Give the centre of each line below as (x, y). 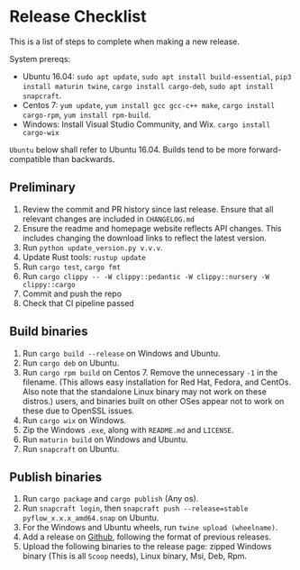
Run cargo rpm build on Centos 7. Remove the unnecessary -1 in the (150, 372)
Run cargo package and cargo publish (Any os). (110, 499)
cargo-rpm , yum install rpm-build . (86, 114)
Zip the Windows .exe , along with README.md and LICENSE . (128, 430)
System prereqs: (40, 59)
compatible (30, 158)
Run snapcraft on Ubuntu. (71, 448)
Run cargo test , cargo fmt (72, 267)
